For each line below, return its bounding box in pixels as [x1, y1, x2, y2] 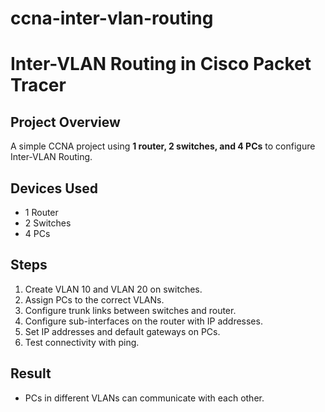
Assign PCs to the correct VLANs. [24, 293, 165, 306]
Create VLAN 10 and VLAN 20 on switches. [24, 283, 203, 295]
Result [10, 365, 52, 382]
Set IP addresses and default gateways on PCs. [24, 325, 221, 337]
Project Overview [10, 113, 121, 131]
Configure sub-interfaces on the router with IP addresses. [24, 315, 263, 327]
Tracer [10, 74, 67, 97]
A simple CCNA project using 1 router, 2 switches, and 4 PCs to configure [10, 140, 316, 152]
